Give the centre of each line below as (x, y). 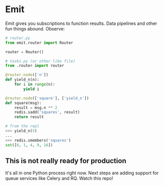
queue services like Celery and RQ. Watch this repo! (59, 178)
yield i (31, 89)
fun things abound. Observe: (35, 28)
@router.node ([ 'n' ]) (27, 75)
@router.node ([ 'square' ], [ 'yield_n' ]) (47, 98)
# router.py (18, 38)
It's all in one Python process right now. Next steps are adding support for (82, 173)
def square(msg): (23, 103)
